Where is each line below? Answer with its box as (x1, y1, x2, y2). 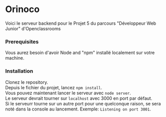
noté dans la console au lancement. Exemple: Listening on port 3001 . (5, 106, 151, 112)
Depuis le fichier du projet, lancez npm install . (5, 84, 102, 90)
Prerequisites (5, 38, 39, 45)
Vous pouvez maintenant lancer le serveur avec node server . (5, 90, 131, 96)
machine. (5, 55, 25, 61)
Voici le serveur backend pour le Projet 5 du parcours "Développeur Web (5, 20, 156, 26)
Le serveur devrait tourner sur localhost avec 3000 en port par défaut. (5, 95, 152, 101)
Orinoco (5, 4, 40, 15)
